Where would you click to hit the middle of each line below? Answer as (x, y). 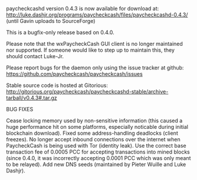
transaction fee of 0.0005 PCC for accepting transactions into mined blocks (98, 152)
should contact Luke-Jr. (35, 56)
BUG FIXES (20, 109)
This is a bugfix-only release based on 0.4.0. (60, 32)
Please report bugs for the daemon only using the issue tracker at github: (95, 68)
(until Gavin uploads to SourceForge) (51, 21)
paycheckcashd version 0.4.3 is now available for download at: (83, 9)
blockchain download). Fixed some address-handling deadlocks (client (92, 133)
